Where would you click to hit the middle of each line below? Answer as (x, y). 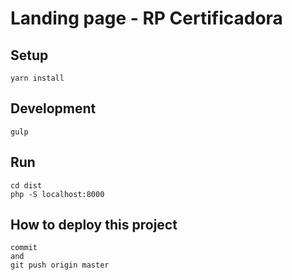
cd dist (26, 185)
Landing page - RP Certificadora (146, 18)
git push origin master (60, 265)
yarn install (37, 78)
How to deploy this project (94, 225)
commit (24, 248)
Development (53, 108)
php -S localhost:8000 (57, 194)
